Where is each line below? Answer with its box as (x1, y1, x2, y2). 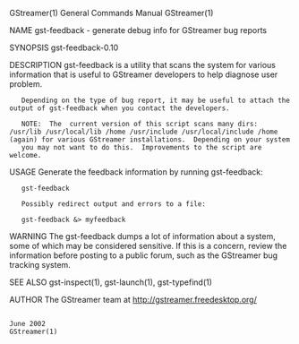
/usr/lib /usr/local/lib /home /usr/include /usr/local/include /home (9, 127, 278, 136)
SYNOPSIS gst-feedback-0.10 (9, 42, 119, 53)
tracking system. (9, 260, 72, 270)
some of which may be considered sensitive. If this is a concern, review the (9, 241, 287, 251)
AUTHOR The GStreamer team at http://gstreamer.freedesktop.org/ (9, 295, 257, 305)
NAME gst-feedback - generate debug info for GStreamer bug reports (9, 25, 267, 35)
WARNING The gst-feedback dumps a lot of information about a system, (9, 231, 276, 241)
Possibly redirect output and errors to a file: (21, 200, 206, 209)
